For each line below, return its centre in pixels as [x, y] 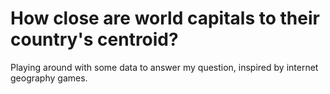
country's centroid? [94, 39]
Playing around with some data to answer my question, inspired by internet [164, 67]
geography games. [49, 78]
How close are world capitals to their [165, 18]
